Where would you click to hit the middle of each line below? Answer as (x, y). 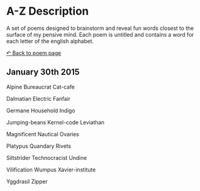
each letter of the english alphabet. (50, 41)
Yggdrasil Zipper (27, 181)
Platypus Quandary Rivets (39, 146)
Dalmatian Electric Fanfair (39, 98)
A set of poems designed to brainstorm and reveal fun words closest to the (100, 28)
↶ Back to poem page (34, 52)
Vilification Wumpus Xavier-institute (51, 170)
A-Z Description (48, 11)
